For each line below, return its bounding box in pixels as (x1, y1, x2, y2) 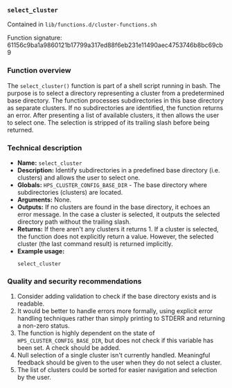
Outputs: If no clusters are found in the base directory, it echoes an (17, 202, 211, 211)
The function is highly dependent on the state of (17, 329, 155, 337)
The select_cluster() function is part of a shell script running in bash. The (7, 81, 221, 89)
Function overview (7, 66, 71, 76)
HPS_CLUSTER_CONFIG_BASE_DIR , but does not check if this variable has (17, 336, 214, 345)
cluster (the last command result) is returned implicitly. (17, 239, 173, 248)
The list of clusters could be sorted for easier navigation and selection (17, 366, 217, 374)
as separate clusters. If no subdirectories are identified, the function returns (7, 103, 224, 112)
